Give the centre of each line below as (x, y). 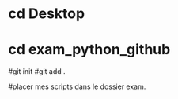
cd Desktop (47, 14)
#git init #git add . (37, 71)
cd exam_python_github (89, 50)
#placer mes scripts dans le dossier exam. (77, 86)
